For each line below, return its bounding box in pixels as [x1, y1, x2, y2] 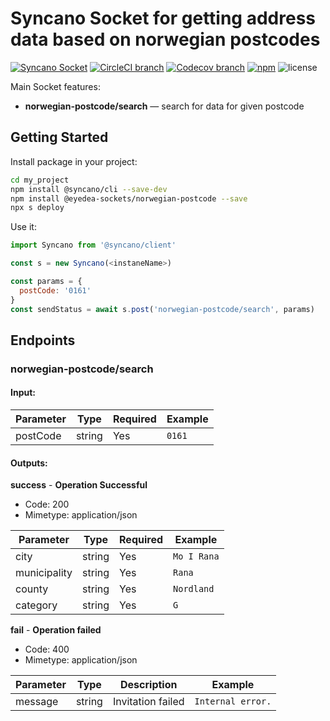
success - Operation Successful [10, 479, 148, 491]
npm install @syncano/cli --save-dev [10, 184, 168, 194]
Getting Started [10, 129, 109, 146]
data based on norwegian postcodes [10, 28, 321, 51]
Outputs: [10, 457, 48, 469]
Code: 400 [24, 643, 70, 656]
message [15, 695, 59, 709]
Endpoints [10, 332, 76, 349]
